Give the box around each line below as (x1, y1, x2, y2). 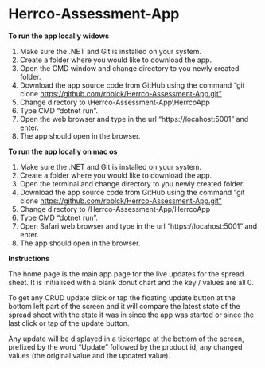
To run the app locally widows (8, 31, 110, 41)
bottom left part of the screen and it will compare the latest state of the (8, 301, 240, 311)
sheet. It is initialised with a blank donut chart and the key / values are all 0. (8, 277, 255, 287)
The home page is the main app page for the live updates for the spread (8, 268, 244, 279)
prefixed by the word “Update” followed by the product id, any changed (8, 342, 243, 351)
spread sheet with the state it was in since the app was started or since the (8, 310, 255, 319)
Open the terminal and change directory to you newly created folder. (19, 178, 245, 188)
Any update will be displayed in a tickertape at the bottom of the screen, (8, 334, 244, 343)
